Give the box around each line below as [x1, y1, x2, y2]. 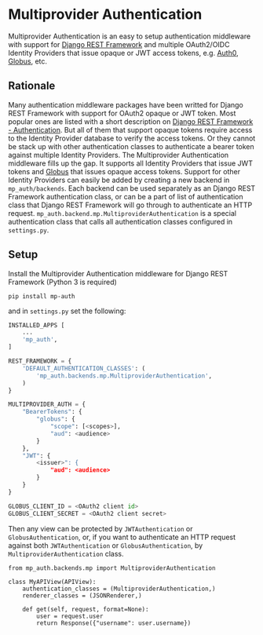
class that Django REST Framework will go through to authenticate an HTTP [8, 200, 253, 210]
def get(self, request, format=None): [22, 605, 149, 613]
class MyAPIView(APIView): [8, 578, 97, 586]
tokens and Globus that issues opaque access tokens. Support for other [8, 166, 241, 176]
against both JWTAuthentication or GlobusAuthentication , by [8, 540, 203, 550]
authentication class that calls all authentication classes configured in [8, 217, 233, 226]
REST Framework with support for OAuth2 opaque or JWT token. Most [8, 108, 236, 118]
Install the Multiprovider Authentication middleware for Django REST [8, 268, 228, 278]
